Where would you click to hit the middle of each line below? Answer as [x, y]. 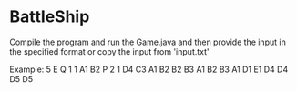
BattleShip [50, 17]
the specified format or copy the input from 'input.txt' [109, 51]
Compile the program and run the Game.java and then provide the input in [148, 42]
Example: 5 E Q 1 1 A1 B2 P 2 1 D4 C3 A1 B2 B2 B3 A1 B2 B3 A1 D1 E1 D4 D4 [149, 69]
